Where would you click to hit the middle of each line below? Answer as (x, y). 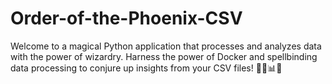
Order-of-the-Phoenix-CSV (126, 18)
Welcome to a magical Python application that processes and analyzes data (166, 46)
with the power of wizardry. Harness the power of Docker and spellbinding (164, 56)
